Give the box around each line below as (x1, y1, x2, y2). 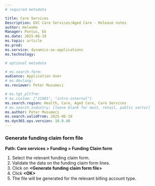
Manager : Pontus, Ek (5, 30, 47, 34)
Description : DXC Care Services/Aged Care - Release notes (5, 20, 127, 25)
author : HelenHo (5, 25, 38, 30)
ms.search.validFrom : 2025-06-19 (5, 114, 73, 119)
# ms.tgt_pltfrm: (5, 92, 40, 96)
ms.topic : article (5, 38, 42, 44)
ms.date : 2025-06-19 (5, 34, 47, 39)
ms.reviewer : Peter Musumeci (5, 83, 64, 88)
